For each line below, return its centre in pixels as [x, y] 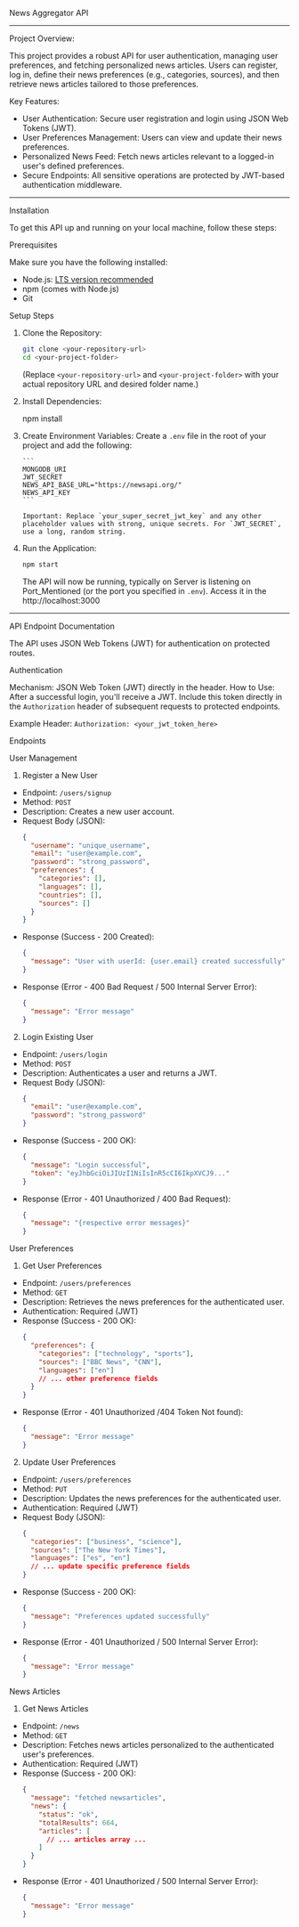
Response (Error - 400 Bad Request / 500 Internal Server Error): [139, 987]
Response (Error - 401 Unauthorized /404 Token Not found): [133, 1412]
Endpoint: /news [51, 1726]
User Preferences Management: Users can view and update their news [152, 138]
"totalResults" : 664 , [78, 1823]
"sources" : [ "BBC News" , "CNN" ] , [101, 1362]
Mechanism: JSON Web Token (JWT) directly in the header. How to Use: [142, 687]
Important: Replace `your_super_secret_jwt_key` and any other [142, 516]
